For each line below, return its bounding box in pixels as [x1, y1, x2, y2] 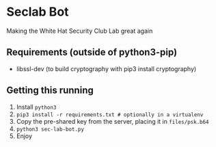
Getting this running [6, 85, 94, 96]
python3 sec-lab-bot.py [16, 126, 85, 133]
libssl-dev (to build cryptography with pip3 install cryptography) [16, 64, 197, 72]
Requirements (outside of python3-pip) [6, 46, 178, 58]
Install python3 [16, 103, 57, 111]
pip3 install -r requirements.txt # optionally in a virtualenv [16, 111, 204, 118]
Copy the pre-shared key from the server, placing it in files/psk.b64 [16, 117, 209, 125]
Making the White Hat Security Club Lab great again [6, 27, 153, 35]
